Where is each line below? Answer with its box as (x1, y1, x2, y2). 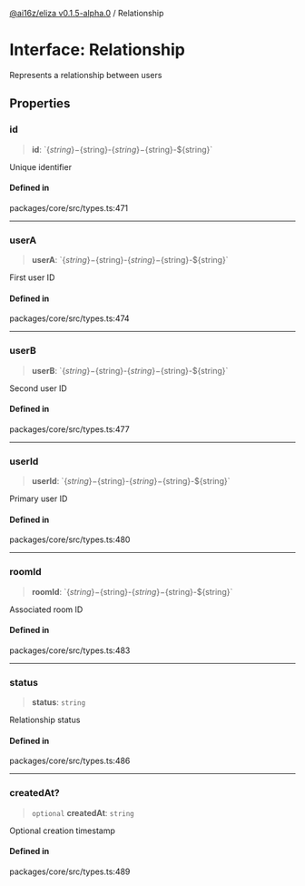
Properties (9, 96, 71, 112)
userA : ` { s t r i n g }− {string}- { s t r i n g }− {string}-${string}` (31, 255, 229, 266)
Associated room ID (9, 604, 84, 615)
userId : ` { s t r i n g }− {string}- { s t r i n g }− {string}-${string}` (31, 476, 231, 487)
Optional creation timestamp (9, 825, 116, 836)
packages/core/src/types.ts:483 (9, 645, 131, 656)
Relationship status (9, 714, 81, 726)
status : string (31, 697, 86, 708)
